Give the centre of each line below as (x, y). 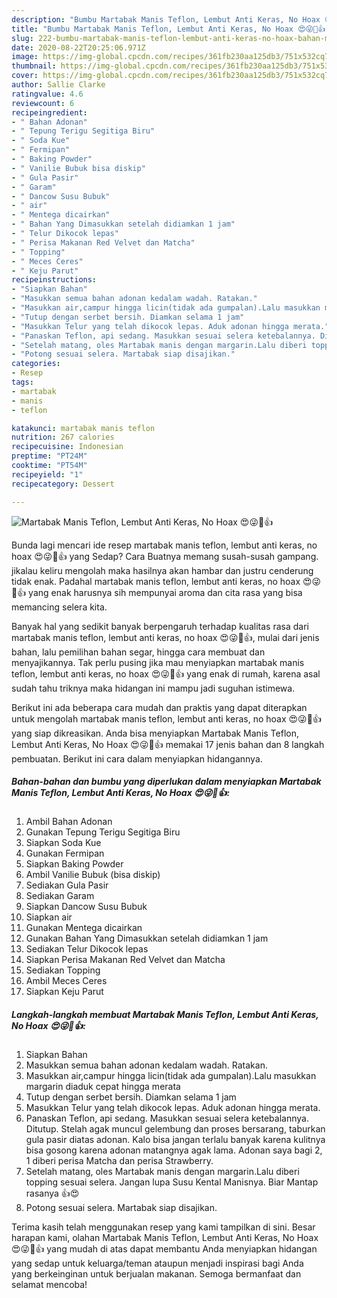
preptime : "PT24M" (49, 456)
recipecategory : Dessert (63, 484)
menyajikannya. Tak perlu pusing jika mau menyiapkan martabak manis (158, 662)
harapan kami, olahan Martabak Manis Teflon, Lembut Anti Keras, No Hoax (165, 1238)
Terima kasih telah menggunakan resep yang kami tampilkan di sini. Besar (163, 1227)
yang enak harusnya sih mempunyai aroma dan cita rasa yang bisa (165, 592)
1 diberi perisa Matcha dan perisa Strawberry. (119, 1161)
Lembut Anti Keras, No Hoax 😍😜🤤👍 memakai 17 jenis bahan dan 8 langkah (168, 744)
